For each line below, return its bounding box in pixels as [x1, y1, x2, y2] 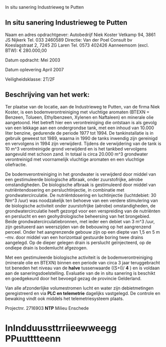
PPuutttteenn [5, 333, 61, 344]
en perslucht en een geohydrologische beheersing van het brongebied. [5, 213, 151, 219]
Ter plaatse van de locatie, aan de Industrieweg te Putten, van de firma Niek [5, 103, 160, 109]
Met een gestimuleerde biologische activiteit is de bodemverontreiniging [5, 254, 153, 260]
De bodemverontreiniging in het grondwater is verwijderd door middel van [5, 171, 156, 177]
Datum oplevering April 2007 [5, 66, 64, 72]
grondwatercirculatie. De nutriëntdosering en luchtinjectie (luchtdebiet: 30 [5, 192, 157, 198]
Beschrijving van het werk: [5, 91, 90, 99]
